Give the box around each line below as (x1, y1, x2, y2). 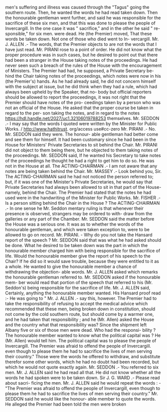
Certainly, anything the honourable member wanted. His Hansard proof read (5, 290, 161, 296)
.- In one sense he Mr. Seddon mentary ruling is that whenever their (5, 205, 144, 211)
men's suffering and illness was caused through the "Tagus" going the (5, 4, 150, 10)
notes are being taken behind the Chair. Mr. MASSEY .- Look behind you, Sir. (5, 168, 162, 174)
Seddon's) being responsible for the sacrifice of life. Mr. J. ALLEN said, (5, 285, 151, 290)
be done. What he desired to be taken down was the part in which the (5, 243, 148, 248)
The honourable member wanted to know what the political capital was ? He (5, 332, 161, 338)
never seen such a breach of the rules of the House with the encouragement (5, 62, 162, 68)
